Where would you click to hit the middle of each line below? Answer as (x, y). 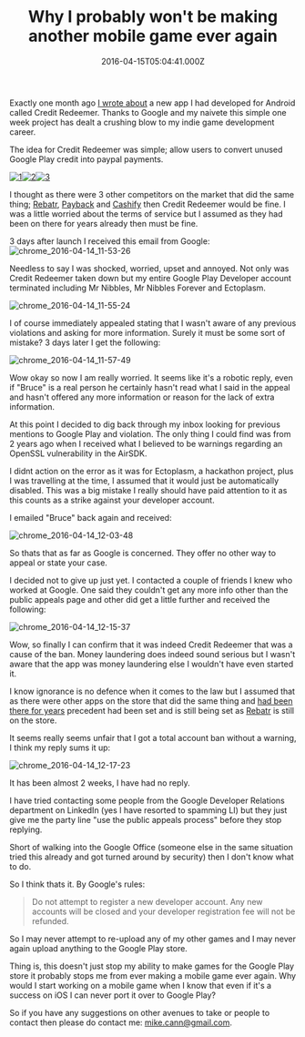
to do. (20, 866)
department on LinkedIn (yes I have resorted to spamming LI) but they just (148, 810)
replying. (26, 829)
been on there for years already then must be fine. (104, 223)
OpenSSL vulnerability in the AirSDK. (78, 453)
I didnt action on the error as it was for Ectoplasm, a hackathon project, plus (152, 471)
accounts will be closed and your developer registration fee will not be (163, 911)
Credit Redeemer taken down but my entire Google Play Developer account (150, 278)
